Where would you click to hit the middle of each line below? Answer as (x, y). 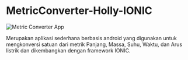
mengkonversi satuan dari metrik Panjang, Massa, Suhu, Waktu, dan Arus (94, 44)
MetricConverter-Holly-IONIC (79, 11)
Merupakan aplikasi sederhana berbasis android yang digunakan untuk (91, 38)
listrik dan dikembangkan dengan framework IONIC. (68, 50)
